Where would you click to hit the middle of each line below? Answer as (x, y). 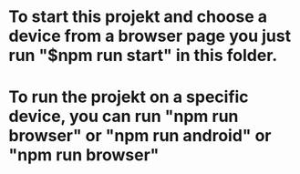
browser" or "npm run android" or (140, 136)
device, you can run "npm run (124, 117)
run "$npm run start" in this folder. (143, 56)
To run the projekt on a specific (129, 97)
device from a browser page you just (150, 36)
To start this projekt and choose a (138, 17)
